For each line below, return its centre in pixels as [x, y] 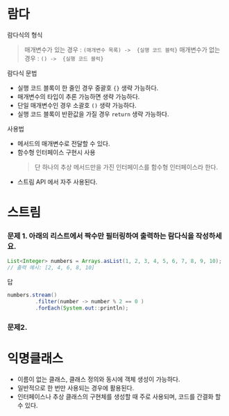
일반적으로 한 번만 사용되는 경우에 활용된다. [76, 387]
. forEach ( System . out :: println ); [82, 308]
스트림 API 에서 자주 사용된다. [57, 182]
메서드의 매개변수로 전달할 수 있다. [63, 143]
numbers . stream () [32, 295]
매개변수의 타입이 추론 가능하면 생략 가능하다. [78, 96]
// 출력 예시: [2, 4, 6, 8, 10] [51, 268]
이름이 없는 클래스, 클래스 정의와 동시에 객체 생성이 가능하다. [99, 379]
